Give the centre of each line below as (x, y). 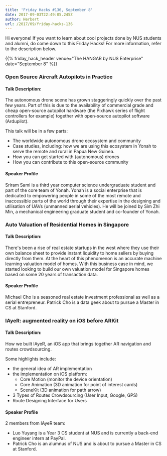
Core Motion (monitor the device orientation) (66, 379)
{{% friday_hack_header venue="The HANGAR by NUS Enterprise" (74, 59)
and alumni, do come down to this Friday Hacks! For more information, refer (83, 44)
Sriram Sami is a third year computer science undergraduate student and (80, 185)
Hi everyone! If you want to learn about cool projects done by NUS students (83, 38)
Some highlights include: (31, 359)
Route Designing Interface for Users (49, 401)
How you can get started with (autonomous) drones (66, 157)
